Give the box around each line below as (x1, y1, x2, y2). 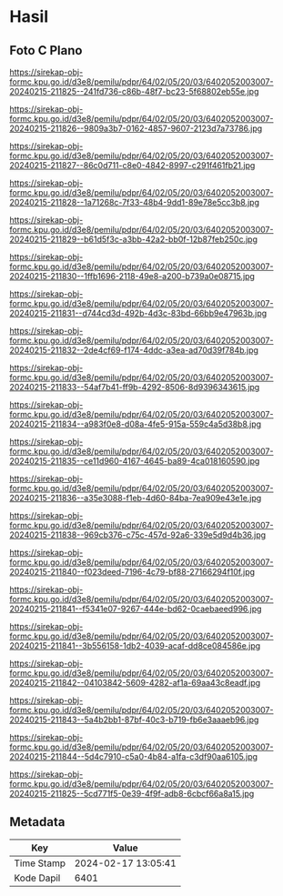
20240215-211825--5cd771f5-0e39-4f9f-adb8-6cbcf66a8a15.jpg (9, 789, 255, 799)
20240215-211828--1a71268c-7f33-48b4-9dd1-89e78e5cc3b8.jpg (9, 197, 259, 207)
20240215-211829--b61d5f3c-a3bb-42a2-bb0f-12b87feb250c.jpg (9, 234, 258, 245)
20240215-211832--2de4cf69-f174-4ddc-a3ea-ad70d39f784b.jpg (9, 345, 259, 356)
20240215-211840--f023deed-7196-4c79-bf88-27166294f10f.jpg (9, 567, 256, 577)
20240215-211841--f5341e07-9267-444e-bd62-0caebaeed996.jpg (9, 603, 262, 614)
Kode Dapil (14, 871, 61, 884)
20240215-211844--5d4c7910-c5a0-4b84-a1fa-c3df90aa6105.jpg (9, 751, 258, 761)
